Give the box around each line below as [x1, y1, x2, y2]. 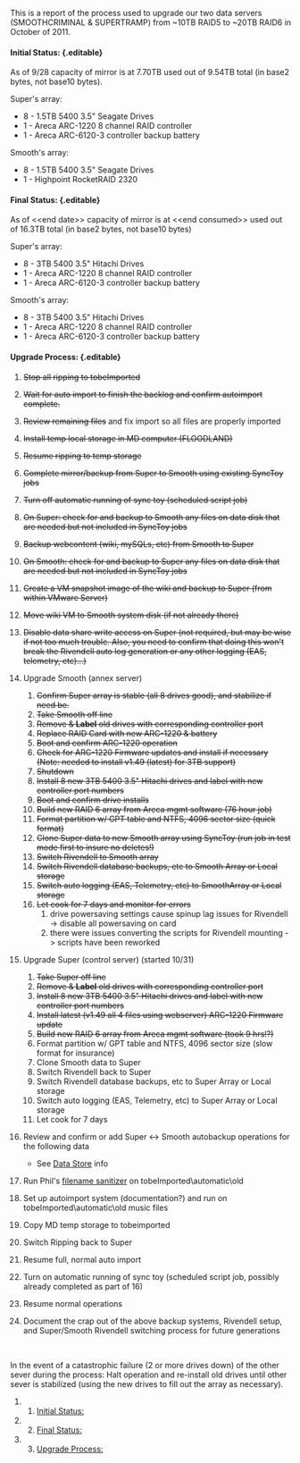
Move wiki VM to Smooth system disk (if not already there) [22, 610, 239, 620]
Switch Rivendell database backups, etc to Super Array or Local [36, 1076, 271, 1087]
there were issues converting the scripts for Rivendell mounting [49, 927, 284, 937]
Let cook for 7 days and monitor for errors [36, 898, 191, 910]
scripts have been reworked [57, 937, 160, 947]
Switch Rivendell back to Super [36, 1066, 152, 1077]
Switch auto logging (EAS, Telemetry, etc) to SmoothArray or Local [36, 879, 282, 890]
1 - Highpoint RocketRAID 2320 [22, 174, 137, 185]
